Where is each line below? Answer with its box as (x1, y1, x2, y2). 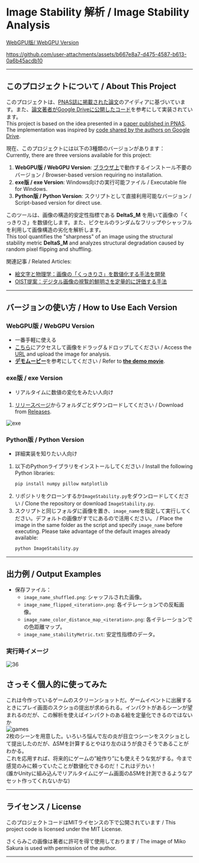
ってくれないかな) (26, 777, 70, 784)
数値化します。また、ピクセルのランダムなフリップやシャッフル (37, 218, 192, 226)
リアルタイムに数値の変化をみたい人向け (14, 388, 114, 396)
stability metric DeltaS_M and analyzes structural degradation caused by (6, 239, 184, 246)
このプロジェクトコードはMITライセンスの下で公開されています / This (6, 818, 176, 826)
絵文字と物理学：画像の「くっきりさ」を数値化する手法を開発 (14, 270, 166, 277)
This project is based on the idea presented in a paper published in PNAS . (6, 120, 187, 127)
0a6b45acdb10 (6, 57, 43, 64)
